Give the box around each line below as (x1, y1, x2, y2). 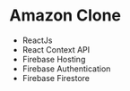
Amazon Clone (9, 5, 122, 26)
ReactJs (22, 35, 53, 45)
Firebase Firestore (22, 72, 90, 83)
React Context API (22, 44, 91, 54)
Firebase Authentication (22, 63, 111, 74)
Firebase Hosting (22, 54, 86, 64)
